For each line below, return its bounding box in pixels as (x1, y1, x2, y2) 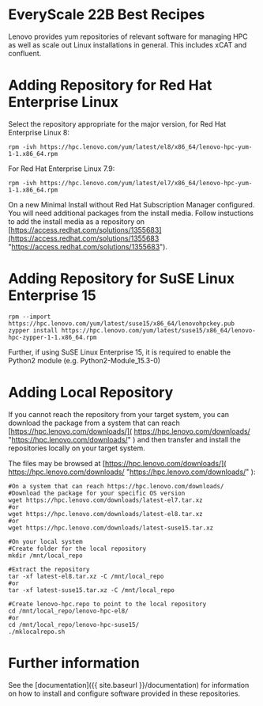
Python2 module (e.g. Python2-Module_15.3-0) (8, 355, 160, 365)
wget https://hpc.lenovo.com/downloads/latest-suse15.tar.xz (8, 524, 214, 532)
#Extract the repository (8, 565, 90, 573)
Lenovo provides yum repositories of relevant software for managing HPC (8, 32, 249, 41)
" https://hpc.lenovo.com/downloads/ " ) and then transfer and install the (8, 435, 241, 444)
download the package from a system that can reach (8, 418, 180, 427)
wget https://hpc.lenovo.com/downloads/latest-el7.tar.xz (8, 496, 203, 504)
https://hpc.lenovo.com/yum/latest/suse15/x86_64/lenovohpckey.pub (8, 319, 235, 328)
